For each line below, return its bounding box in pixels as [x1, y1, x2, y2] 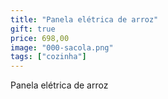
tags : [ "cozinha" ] [10, 52, 87, 62]
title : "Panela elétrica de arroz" [10, 14, 159, 25]
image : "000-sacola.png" [10, 42, 114, 53]
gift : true [10, 24, 56, 34]
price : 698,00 [10, 33, 70, 43]
